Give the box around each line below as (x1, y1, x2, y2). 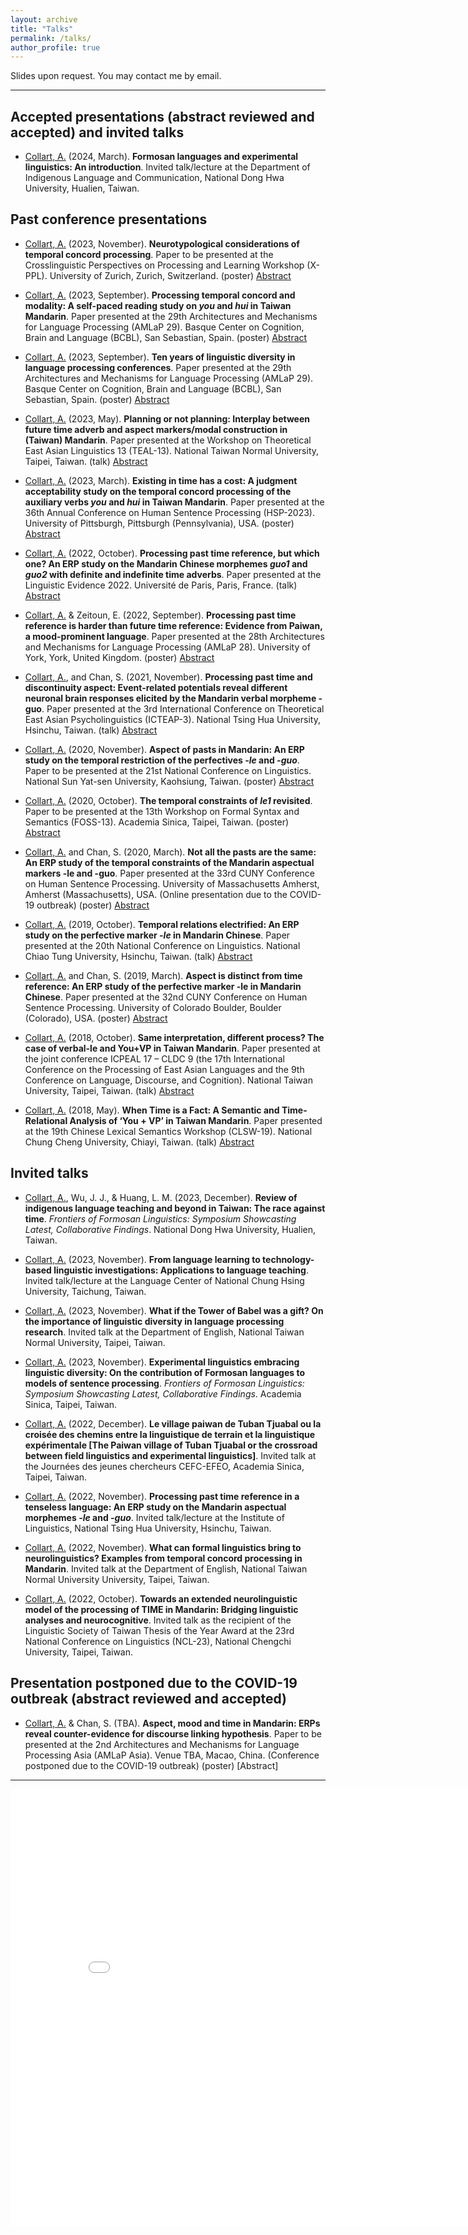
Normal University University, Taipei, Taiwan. (24, 1573, 210, 1585)
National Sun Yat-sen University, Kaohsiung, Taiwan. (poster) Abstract (24, 775, 315, 787)
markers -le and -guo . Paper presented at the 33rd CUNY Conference (24, 867, 316, 879)
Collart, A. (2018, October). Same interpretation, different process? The (24, 1031, 325, 1043)
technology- (262, 1253, 315, 1265)
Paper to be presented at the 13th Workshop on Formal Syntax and (24, 805, 300, 817)
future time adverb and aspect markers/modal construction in (24, 423, 288, 435)
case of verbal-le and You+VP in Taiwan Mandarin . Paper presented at (24, 1042, 321, 1054)
